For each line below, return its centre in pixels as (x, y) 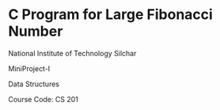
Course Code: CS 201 (44, 99)
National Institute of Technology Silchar (72, 53)
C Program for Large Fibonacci (111, 15)
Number (36, 31)
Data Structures (34, 84)
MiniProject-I (29, 68)
